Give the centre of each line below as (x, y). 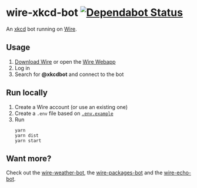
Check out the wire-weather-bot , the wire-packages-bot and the (84, 173)
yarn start (28, 141)
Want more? (29, 158)
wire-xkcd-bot (42, 13)
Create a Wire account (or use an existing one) (71, 107)
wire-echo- (177, 173)
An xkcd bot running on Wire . (42, 29)
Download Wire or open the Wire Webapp (65, 61)
